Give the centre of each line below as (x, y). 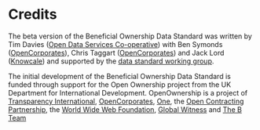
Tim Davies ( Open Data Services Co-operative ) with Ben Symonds (115, 44)
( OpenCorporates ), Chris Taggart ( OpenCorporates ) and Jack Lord (116, 52)
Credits (33, 14)
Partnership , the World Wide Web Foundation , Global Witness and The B (125, 109)
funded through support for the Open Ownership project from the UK (120, 85)
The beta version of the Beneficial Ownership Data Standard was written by (130, 36)
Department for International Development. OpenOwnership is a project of (128, 92)
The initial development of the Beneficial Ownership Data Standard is (120, 76)
